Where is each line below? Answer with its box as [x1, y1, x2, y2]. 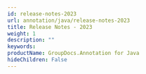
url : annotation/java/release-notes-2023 [7, 17, 131, 24]
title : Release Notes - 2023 [7, 23, 93, 30]
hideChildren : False [7, 56, 68, 63]
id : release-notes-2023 [7, 10, 77, 18]
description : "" [7, 37, 55, 44]
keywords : [7, 43, 36, 50]
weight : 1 [7, 30, 36, 37]
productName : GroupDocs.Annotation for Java [7, 50, 140, 57]
